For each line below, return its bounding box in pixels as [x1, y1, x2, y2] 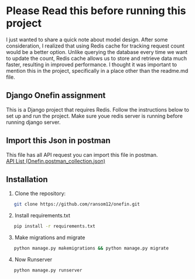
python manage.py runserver [13, 267, 83, 273]
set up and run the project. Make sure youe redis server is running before [6, 112, 183, 119]
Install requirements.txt [14, 212, 70, 219]
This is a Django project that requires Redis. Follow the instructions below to [6, 106, 189, 113]
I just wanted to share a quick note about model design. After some [6, 36, 168, 43]
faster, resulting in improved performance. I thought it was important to [6, 60, 177, 68]
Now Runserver [14, 256, 53, 263]
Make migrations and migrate [14, 234, 85, 241]
